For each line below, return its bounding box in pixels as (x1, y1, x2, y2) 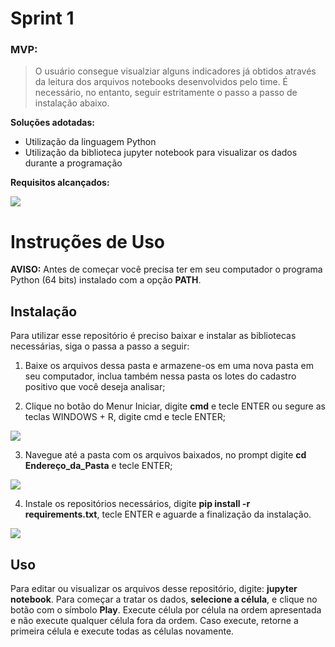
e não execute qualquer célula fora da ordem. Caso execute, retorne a (10, 615, 299, 627)
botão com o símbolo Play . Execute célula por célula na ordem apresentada (10, 604, 322, 616)
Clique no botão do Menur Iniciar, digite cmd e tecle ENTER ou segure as (24, 400, 326, 412)
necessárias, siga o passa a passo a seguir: (10, 340, 190, 352)
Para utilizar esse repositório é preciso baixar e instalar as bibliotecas (10, 330, 297, 342)
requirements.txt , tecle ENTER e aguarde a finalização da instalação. (24, 508, 312, 521)
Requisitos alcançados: (10, 177, 110, 189)
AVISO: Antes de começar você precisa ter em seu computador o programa (10, 263, 323, 276)
